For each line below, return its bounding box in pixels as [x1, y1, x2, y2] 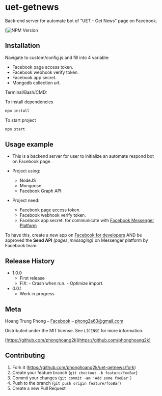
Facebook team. [5, 243, 38, 249]
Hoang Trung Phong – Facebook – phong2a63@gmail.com [5, 318, 124, 324]
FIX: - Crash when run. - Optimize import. [19, 281, 104, 286]
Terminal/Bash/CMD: [5, 89, 48, 95]
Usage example [5, 140, 54, 148]
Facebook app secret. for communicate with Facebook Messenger [19, 218, 155, 224]
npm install [5, 108, 29, 113]
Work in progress [19, 291, 55, 297]
